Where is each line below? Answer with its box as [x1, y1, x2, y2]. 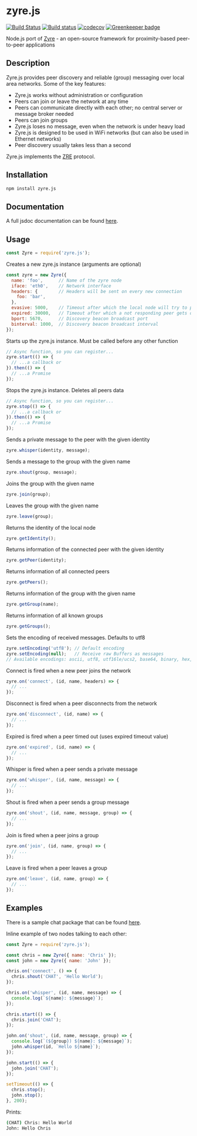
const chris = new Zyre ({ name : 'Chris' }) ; [6, 952, 117, 958]
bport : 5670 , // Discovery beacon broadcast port [11, 316, 148, 322]
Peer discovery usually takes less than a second [14, 141, 131, 148]
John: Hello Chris [6, 1125, 51, 1131]
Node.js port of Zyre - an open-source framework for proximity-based [6, 35, 176, 42]
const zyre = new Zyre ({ [6, 272, 67, 278]
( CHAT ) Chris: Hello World [6, 1120, 72, 1125]
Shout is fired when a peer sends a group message [6, 798, 130, 806]
